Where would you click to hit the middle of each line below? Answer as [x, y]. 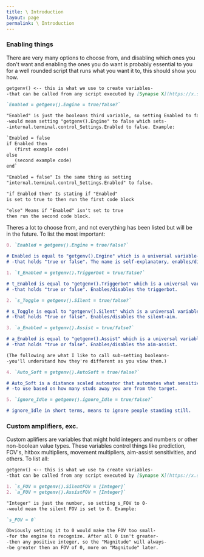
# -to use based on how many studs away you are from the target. [92, 389]
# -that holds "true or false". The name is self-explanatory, [88, 262]
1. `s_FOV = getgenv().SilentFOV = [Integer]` [66, 487]
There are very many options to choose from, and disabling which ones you [101, 58]
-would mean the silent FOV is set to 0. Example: [72, 509]
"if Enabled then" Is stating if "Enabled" [62, 194]
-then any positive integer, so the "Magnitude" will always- [87, 542]
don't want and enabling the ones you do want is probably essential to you [100, 64]
